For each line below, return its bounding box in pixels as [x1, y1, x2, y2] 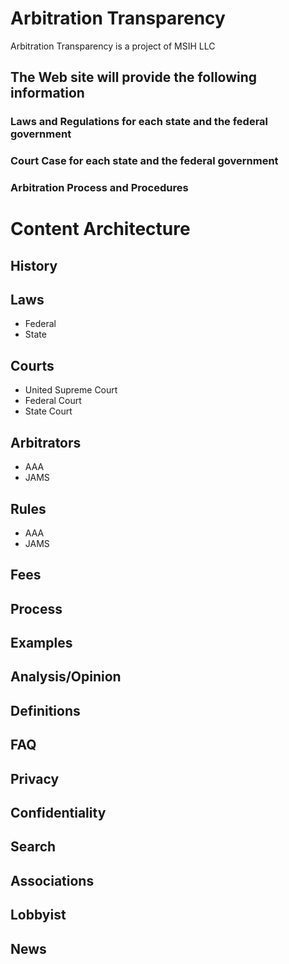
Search [10, 838, 57, 856]
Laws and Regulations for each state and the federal [10, 115, 269, 129]
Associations [10, 872, 95, 889]
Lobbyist [10, 907, 67, 924]
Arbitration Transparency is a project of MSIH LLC [10, 40, 216, 52]
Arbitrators [10, 434, 82, 451]
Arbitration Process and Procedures [10, 181, 189, 195]
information [10, 85, 85, 102]
